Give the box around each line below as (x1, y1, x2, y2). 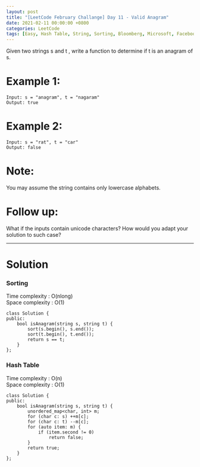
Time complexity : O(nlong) (6, 292, 73, 300)
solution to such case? (6, 231, 61, 238)
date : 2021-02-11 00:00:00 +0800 (6, 20, 89, 26)
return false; (48, 434, 84, 440)
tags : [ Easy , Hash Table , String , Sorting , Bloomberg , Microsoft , (6, 31, 174, 37)
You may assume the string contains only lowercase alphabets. (6, 184, 161, 191)
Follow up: (6, 205, 58, 219)
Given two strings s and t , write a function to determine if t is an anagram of (6, 47, 193, 54)
